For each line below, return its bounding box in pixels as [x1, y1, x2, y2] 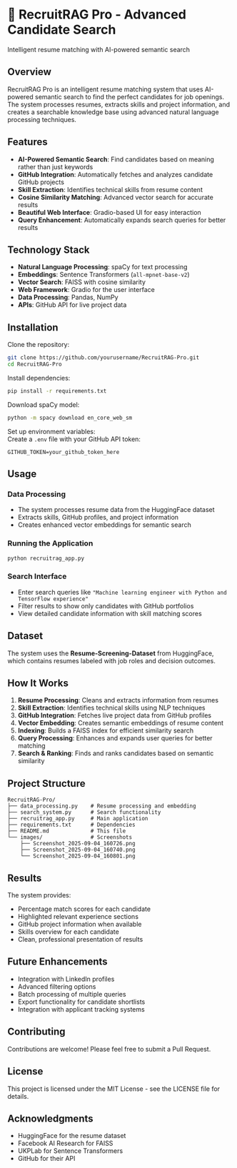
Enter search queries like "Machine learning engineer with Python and [17, 588, 227, 596]
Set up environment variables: [7, 427, 96, 436]
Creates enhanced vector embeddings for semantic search [17, 520, 191, 529]
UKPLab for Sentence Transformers [17, 1147, 123, 1155]
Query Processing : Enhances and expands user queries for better [17, 734, 213, 742]
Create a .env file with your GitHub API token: [7, 435, 141, 443]
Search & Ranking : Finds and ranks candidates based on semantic [17, 749, 214, 757]
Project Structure [7, 777, 86, 790]
